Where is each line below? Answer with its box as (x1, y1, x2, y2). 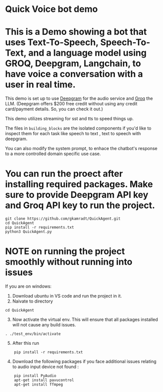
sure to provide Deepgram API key (5, 189, 149, 201)
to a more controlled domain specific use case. (5, 151, 101, 157)
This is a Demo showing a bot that (5, 26, 147, 38)
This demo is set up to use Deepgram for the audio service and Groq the (5, 95, 153, 101)
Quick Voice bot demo (5, 3, 98, 15)
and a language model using (28, 47, 147, 59)
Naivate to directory (12, 298, 53, 304)
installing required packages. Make (5, 179, 153, 190)
